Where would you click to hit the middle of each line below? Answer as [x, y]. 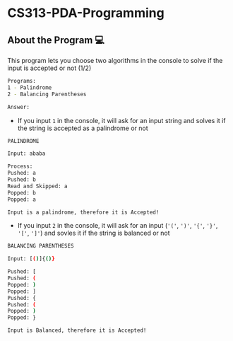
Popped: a [22, 200]
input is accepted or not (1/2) [49, 68]
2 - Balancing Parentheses [47, 94]
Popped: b [22, 192]
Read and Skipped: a [38, 186]
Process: [20, 167]
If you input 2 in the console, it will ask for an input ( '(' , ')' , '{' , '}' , [118, 226]
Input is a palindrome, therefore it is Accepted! [83, 212]
